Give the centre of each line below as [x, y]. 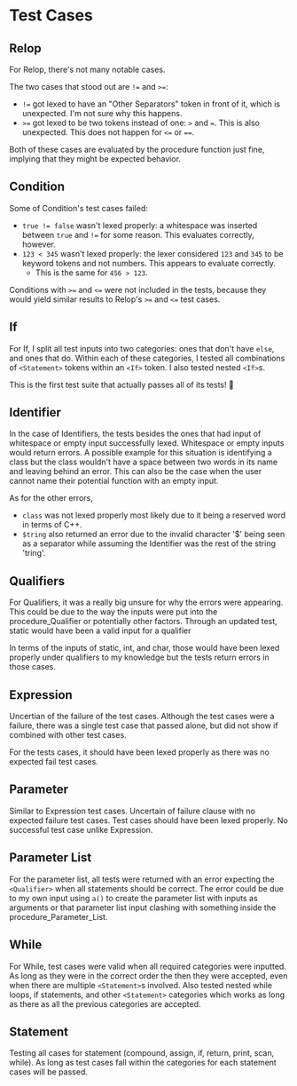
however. [39, 244]
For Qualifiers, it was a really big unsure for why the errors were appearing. [146, 602]
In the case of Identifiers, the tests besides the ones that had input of [135, 434]
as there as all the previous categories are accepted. [105, 1003]
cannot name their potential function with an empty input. [114, 481]
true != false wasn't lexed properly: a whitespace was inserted [140, 225]
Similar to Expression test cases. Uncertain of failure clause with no [132, 811]
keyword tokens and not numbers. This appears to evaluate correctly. [149, 263]
